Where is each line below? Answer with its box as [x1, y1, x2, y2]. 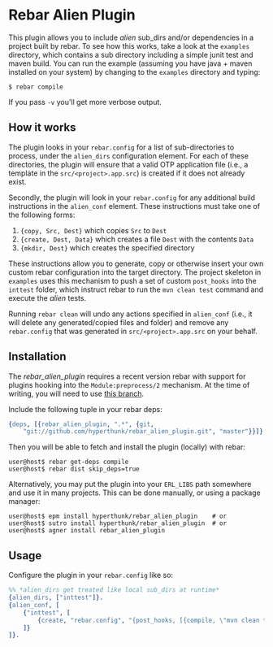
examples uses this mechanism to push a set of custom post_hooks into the [8, 276, 258, 285]
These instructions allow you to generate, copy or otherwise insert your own [8, 258, 264, 268]
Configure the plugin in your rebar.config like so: [8, 571, 173, 580]
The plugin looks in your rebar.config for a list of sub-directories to [8, 142, 235, 152]
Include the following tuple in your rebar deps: [8, 404, 162, 414]
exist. [8, 176, 27, 186]
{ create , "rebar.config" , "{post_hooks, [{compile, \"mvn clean [37, 616, 260, 624]
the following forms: [8, 210, 76, 219]
